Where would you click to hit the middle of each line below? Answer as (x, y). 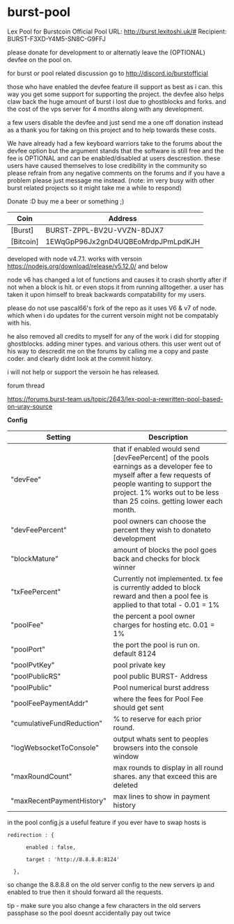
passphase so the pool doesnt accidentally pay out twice (89, 913)
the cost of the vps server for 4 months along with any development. (106, 109)
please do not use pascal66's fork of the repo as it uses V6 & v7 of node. (112, 308)
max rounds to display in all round (168, 767)
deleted (125, 785)
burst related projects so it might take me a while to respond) (95, 187)
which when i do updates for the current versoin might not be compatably (113, 315)
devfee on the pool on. (40, 59)
